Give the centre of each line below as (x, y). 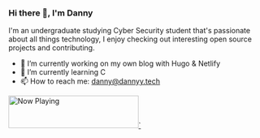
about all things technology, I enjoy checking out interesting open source (130, 39)
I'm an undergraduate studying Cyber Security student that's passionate (129, 31)
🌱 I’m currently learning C (63, 72)
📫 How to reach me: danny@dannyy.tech (90, 81)
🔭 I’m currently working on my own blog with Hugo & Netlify (120, 63)
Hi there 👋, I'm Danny (51, 13)
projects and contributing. (52, 48)
